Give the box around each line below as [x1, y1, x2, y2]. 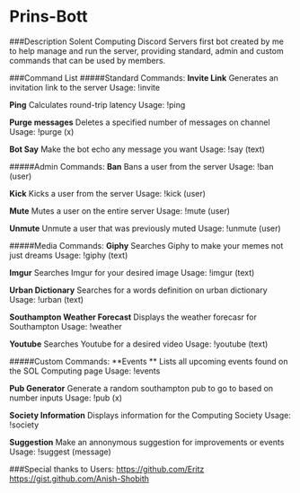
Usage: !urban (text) [9, 294, 84, 304]
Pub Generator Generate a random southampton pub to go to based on [9, 383, 274, 393]
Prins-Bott [9, 6, 88, 27]
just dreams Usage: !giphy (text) [9, 250, 128, 260]
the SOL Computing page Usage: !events [9, 365, 161, 376]
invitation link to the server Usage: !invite [9, 82, 160, 92]
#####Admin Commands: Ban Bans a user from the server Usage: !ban [9, 161, 274, 172]
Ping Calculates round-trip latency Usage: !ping [9, 99, 186, 110]
